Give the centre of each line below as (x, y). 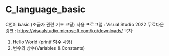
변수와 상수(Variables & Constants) (49, 48)
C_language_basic (45, 10)
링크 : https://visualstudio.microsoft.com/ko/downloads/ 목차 (69, 31)
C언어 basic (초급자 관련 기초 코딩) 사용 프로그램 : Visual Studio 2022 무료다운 (85, 24)
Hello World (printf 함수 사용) (43, 42)
